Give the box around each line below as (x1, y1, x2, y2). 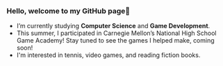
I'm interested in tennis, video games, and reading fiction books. (16, 51, 201, 59)
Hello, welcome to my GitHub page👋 (6, 6, 131, 16)
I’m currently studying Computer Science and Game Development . (16, 22, 210, 30)
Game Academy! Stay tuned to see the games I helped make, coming (16, 36, 215, 45)
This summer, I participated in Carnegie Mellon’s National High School (16, 29, 217, 37)
